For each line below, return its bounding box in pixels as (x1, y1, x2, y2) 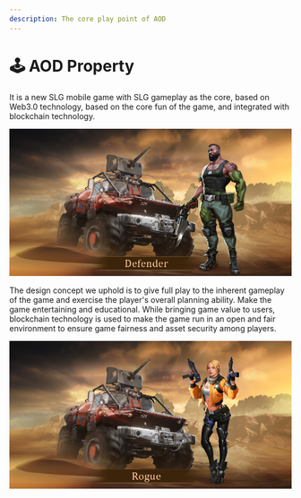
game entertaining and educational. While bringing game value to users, (9, 305, 276, 315)
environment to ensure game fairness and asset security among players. (9, 323, 277, 334)
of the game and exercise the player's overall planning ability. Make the (9, 295, 272, 305)
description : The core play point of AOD (9, 14, 167, 23)
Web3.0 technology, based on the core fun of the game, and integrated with (9, 101, 289, 112)
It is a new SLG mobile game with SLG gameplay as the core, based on (9, 91, 271, 102)
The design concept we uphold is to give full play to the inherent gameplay (9, 285, 285, 296)
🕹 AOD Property (9, 56, 134, 76)
